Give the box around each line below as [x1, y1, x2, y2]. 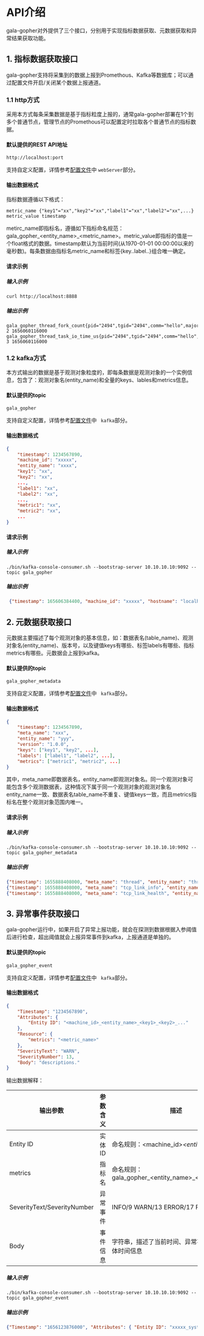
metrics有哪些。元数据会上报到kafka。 [6, 649, 103, 657]
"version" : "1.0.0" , [17, 742, 69, 748]
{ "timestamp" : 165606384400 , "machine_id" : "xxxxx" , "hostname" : [8, 599, 178, 605]
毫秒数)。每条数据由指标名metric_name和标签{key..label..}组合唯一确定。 [6, 248, 189, 255]
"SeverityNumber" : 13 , [17, 1054, 75, 1060]
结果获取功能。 [11, 34, 49, 41]
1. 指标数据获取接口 [6, 54, 78, 64]
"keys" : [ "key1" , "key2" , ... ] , [17, 746, 99, 753]
